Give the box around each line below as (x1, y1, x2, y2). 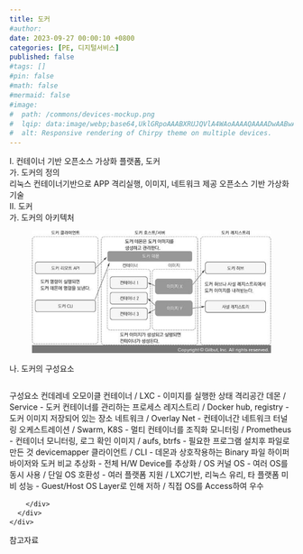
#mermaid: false (9, 90, 70, 99)
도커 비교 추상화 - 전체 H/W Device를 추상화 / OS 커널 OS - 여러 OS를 (40, 458, 289, 469)
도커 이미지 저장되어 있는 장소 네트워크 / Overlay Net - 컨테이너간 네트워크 (9, 413, 271, 424)
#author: (9, 23, 42, 33)
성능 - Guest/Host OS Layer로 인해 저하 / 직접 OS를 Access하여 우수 (18, 481, 264, 492)
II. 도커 (9, 201, 33, 212)
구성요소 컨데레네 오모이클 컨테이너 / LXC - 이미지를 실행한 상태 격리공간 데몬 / (9, 391, 287, 402)
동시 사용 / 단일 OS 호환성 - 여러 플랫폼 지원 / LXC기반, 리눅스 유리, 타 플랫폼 (9, 469, 280, 480)
